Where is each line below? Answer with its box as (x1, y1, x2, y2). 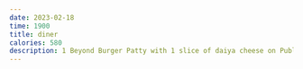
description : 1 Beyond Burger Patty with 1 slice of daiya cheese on (9, 47, 277, 56)
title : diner (9, 30, 59, 39)
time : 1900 (9, 22, 50, 30)
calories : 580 (9, 38, 63, 47)
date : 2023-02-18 (9, 13, 75, 22)
